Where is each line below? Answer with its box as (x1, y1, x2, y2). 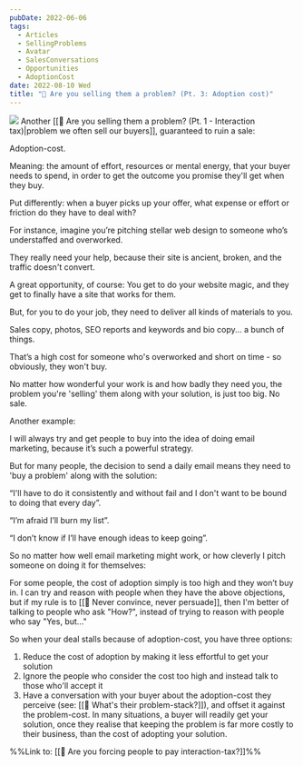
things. (9, 333, 35, 344)
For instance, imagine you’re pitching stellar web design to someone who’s (9, 224, 288, 235)
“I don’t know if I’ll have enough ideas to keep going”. (9, 532, 209, 543)
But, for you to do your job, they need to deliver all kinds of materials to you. (9, 306, 293, 317)
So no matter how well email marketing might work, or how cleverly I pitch (9, 550, 286, 561)
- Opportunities (17, 65, 79, 74)
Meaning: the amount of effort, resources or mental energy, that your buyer (9, 160, 291, 171)
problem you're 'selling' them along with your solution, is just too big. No (9, 388, 280, 399)
